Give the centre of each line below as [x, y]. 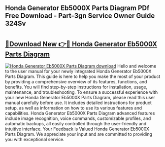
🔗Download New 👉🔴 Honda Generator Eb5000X [81, 44]
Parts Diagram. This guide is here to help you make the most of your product [83, 76]
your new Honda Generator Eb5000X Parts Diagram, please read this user [80, 97]
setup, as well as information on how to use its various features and [74, 108]
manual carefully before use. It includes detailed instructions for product [78, 103]
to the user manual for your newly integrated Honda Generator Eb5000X [78, 71]
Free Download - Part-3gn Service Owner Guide [80, 16]
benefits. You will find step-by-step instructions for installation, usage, [76, 87]
